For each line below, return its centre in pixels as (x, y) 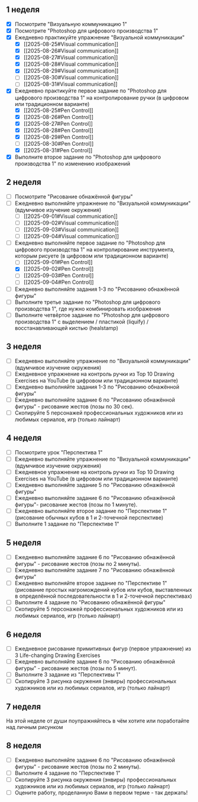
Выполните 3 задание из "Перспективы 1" (68, 675)
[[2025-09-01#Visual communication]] (71, 216)
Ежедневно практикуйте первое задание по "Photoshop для (91, 91)
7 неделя (24, 706)
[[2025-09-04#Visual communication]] (71, 236)
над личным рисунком (35, 727)
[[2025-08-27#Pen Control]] (58, 123)
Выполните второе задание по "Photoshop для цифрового (88, 157)
